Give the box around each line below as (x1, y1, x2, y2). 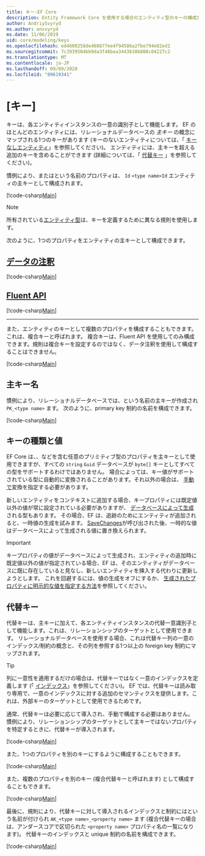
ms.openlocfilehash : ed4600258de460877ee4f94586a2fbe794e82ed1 (6, 43, 171, 49)
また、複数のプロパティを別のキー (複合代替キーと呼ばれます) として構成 (6, 775, 189, 783)
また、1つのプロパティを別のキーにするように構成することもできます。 (6, 750, 184, 758)
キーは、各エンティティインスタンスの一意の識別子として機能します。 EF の (6, 121, 196, 128)
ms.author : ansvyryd (6, 26, 59, 32)
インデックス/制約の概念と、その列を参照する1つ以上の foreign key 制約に (6, 642, 191, 650)
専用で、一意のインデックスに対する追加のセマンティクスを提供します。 (11, 690, 192, 697)
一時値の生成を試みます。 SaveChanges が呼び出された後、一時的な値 (22, 519, 197, 527)
